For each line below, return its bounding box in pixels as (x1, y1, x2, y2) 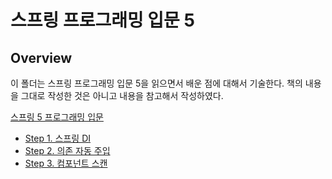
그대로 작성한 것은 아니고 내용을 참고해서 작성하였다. (20, 90, 224, 101)
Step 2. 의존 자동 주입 (24, 145, 111, 156)
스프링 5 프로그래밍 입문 (10, 111, 104, 123)
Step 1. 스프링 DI (24, 132, 92, 144)
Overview (10, 49, 73, 66)
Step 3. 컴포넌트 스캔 (24, 157, 108, 169)
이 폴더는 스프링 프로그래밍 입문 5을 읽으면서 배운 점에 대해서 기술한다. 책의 (10, 77, 303, 89)
